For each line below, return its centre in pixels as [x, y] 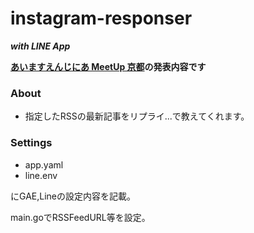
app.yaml [44, 164]
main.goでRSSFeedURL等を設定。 [80, 217]
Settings [31, 143]
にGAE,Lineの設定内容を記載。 [73, 196]
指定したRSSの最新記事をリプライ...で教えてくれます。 [137, 116]
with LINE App [40, 46]
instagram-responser [101, 18]
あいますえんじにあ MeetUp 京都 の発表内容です [108, 66]
